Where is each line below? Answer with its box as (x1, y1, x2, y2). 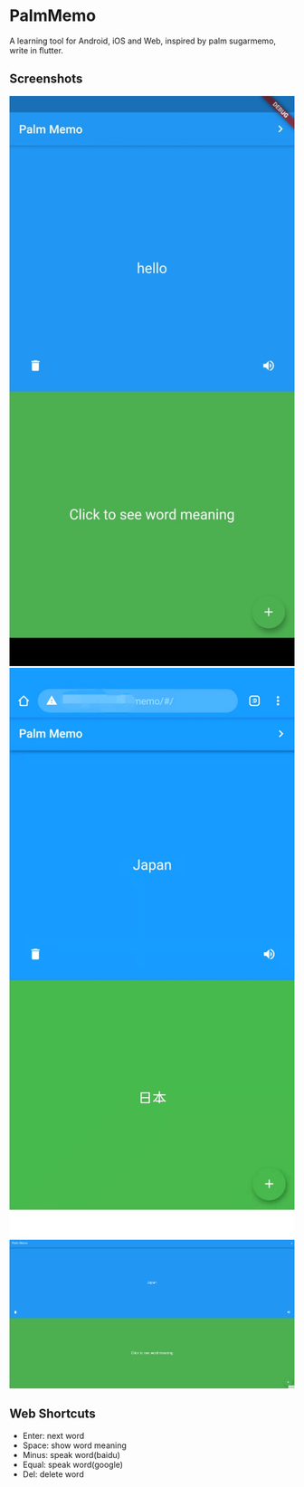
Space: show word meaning (22, 1440, 127, 1451)
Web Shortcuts (9, 1406, 97, 1422)
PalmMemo (9, 5, 97, 26)
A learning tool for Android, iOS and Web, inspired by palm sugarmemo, (9, 35, 277, 46)
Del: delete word (22, 1468, 84, 1480)
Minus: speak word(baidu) (22, 1449, 120, 1460)
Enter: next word (22, 1430, 85, 1441)
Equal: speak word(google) (22, 1459, 124, 1470)
